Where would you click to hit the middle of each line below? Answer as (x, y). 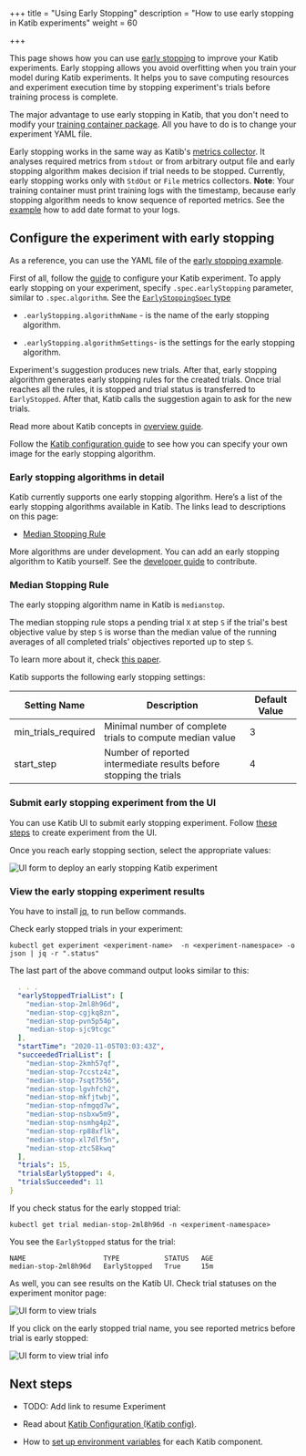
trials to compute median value (170, 738)
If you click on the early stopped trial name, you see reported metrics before (153, 1328)
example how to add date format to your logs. (95, 210)
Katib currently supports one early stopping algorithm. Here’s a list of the (146, 497)
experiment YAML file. (51, 134)
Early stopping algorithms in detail (87, 477)
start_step (36, 764)
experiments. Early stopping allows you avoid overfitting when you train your (153, 68)
